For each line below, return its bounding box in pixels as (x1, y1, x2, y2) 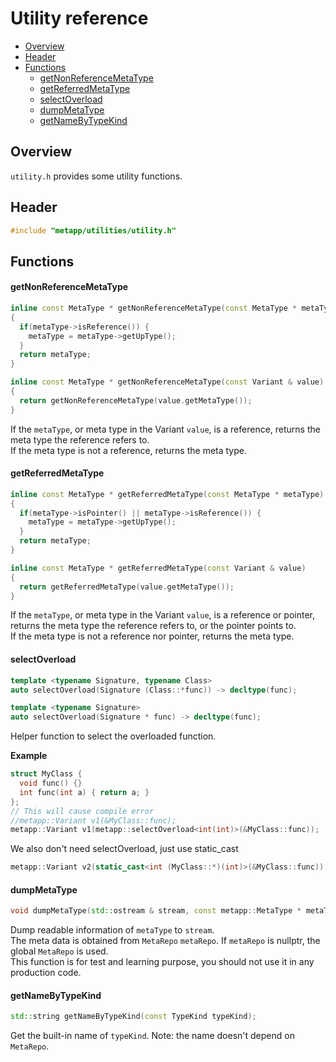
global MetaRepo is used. (10, 945, 109, 957)
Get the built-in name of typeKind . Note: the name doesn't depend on (10, 1030, 295, 1042)
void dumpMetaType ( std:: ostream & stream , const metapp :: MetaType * (10, 906, 302, 916)
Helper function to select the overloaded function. (10, 730, 217, 742)
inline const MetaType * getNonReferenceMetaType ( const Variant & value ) (10, 377, 325, 387)
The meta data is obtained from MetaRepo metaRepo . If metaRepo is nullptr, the (10, 935, 321, 947)
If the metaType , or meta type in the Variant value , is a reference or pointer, (10, 609, 316, 621)
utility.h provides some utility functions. (10, 170, 183, 182)
